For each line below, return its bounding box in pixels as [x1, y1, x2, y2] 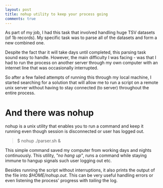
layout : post [5, 7, 32, 12]
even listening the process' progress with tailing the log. [5, 178, 118, 184]
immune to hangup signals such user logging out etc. [5, 158, 112, 164]
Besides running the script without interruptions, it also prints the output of [5, 167, 155, 173]
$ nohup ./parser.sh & [17, 138, 61, 144]
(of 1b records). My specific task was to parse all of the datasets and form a [5, 35, 157, 41]
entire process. [5, 90, 36, 96]
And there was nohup [5, 107, 94, 118]
